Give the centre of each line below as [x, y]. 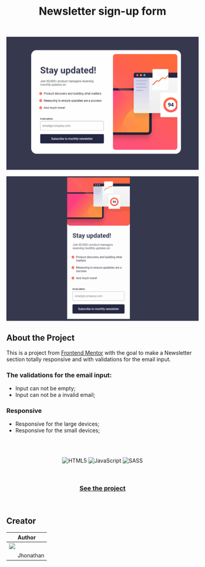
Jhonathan [31, 555]
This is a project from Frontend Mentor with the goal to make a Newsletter [99, 352]
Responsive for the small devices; [57, 431]
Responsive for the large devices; [57, 424]
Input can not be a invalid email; [55, 395]
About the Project [41, 338]
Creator [21, 521]
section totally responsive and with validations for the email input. [89, 359]
